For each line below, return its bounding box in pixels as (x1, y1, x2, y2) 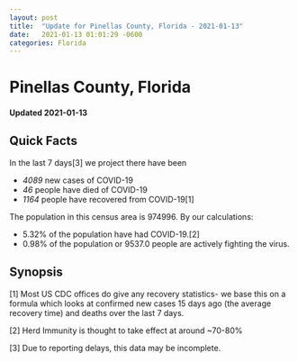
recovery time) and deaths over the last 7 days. (9, 307, 185, 318)
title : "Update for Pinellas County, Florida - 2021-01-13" (9, 22, 244, 31)
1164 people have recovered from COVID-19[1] (22, 194, 194, 204)
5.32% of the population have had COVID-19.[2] (22, 229, 200, 240)
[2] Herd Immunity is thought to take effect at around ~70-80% (9, 325, 243, 336)
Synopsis (9, 265, 63, 280)
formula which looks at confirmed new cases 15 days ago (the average (9, 298, 272, 309)
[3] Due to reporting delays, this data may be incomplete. (9, 342, 221, 353)
